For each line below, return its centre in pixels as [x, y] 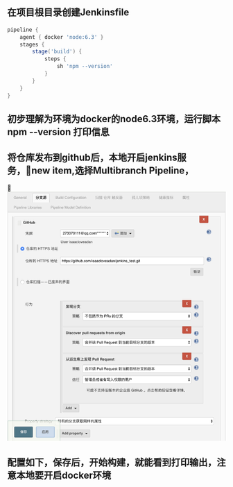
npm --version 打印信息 [58, 131]
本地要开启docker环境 [64, 475]
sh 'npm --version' [85, 67]
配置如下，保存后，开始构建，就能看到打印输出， [112, 462]
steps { [55, 59]
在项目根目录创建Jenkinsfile [68, 12]
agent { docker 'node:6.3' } [62, 37]
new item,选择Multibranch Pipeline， [112, 171]
